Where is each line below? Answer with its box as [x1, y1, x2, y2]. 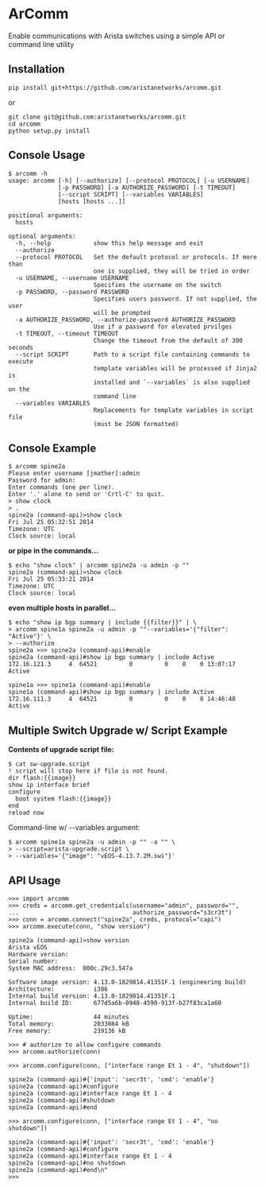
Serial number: [8, 957, 59, 965]
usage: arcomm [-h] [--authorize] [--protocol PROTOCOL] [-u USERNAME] [8, 176, 250, 184]
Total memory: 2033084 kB [8, 1020, 129, 1028]
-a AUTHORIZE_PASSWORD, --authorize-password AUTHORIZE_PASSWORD [15, 316, 236, 324]
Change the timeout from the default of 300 [93, 336, 244, 344]
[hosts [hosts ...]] [58, 197, 126, 205]
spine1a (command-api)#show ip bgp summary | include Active [8, 689, 215, 696]
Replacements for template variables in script [93, 406, 254, 414]
